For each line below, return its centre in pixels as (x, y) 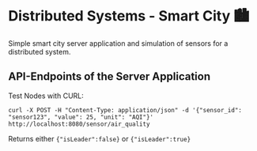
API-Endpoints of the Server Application (110, 77)
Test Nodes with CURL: (46, 96)
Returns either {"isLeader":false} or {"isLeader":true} (100, 138)
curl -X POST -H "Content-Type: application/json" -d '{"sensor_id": (125, 110)
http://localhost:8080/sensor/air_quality (79, 124)
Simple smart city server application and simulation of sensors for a (118, 43)
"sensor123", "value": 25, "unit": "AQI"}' (81, 117)
